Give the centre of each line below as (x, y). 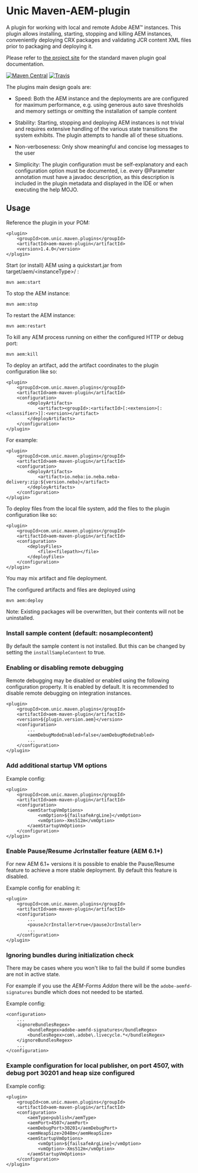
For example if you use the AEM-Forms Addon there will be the (83, 986)
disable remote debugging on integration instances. (69, 693)
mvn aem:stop (22, 304)
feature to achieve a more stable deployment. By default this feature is (92, 870)
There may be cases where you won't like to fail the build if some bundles (96, 968)
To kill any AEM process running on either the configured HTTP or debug (95, 337)
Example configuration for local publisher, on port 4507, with (95, 1066)
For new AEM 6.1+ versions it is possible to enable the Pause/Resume (90, 864)
